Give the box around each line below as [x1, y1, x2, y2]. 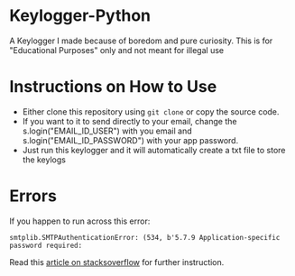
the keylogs [22, 154, 66, 165]
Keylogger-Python [9, 5, 152, 26]
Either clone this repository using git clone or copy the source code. [22, 106, 280, 117]
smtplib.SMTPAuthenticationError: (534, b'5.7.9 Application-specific [9, 233, 281, 242]
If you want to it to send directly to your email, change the [22, 115, 237, 126]
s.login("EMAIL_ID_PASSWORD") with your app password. [22, 134, 239, 145]
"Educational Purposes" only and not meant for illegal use [9, 44, 224, 55]
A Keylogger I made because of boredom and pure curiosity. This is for [9, 35, 273, 46]
